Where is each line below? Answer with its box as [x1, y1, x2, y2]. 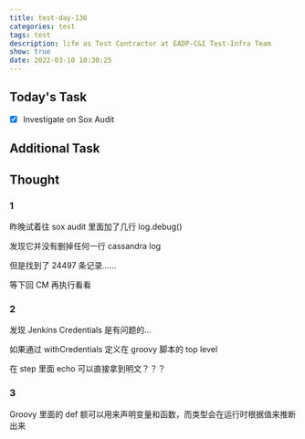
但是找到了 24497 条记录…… [9, 259, 117, 270]
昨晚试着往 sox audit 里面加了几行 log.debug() [9, 221, 183, 232]
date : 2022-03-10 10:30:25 [9, 56, 112, 65]
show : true [9, 47, 51, 57]
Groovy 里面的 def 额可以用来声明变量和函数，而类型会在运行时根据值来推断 [9, 408, 297, 420]
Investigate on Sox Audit [22, 113, 115, 124]
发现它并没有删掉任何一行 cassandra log [9, 240, 162, 251]
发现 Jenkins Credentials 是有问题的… [9, 325, 152, 336]
